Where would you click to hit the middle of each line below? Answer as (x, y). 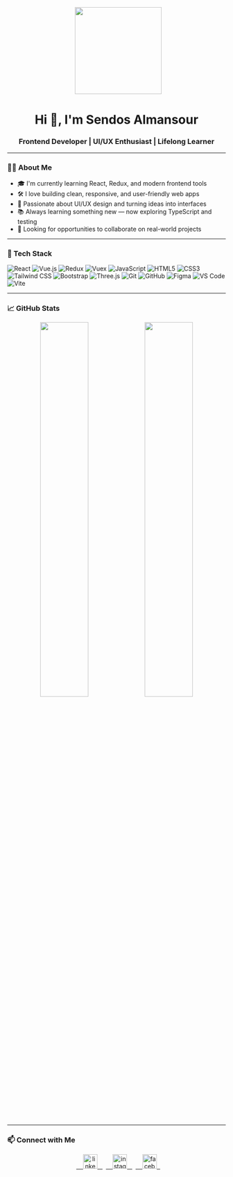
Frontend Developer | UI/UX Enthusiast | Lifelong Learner (116, 142)
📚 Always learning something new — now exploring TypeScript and (114, 211)
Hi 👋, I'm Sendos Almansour (116, 120)
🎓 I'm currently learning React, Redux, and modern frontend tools (112, 183)
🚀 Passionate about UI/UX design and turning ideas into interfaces (112, 204)
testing (27, 221)
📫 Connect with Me (41, 1140)
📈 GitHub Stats (34, 308)
